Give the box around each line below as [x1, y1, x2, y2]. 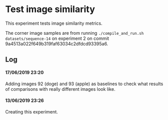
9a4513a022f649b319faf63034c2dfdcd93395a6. [5, 40, 109, 46]
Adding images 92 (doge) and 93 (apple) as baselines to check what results [5, 81, 163, 87]
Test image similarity [5, 4, 95, 15]
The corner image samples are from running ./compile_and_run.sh [5, 30, 144, 36]
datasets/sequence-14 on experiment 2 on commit [5, 35, 109, 41]
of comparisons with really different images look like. [5, 86, 115, 92]
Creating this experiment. [5, 108, 58, 114]
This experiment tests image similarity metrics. [5, 20, 103, 26]
